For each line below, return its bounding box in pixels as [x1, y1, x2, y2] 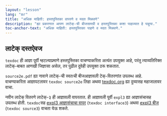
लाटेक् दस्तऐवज [5, 44, 43, 53]
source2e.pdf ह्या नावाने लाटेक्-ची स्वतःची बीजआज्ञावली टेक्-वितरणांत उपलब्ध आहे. [5, 73, 143, 79]
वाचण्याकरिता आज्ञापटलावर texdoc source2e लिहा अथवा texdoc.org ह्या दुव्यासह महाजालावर [5, 78, 162, 85]
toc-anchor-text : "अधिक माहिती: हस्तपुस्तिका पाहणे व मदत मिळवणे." [5, 26, 123, 31]
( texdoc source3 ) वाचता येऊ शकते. [5, 105, 69, 111]
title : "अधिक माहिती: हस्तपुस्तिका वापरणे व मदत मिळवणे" [5, 16, 100, 21]
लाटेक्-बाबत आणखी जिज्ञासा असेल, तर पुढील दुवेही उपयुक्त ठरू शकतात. [5, 63, 120, 69]
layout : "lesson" [5, 7, 42, 12]
